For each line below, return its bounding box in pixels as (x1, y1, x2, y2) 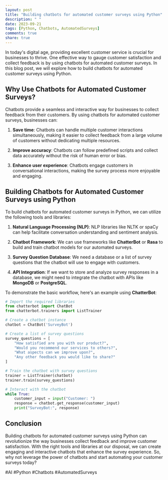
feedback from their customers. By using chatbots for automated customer (5, 112, 160, 118)
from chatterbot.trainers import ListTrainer (5, 309, 102, 314)
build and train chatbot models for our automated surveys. (12, 244, 133, 250)
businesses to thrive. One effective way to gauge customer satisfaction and (5, 54, 161, 60)
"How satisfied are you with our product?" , (14, 340, 109, 346)
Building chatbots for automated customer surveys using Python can (5, 433, 147, 439)
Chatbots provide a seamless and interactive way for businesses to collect (5, 106, 159, 112)
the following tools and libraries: (5, 214, 72, 220)
